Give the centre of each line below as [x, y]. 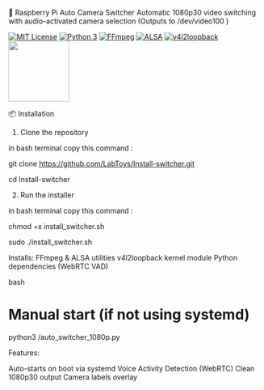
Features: [24, 353]
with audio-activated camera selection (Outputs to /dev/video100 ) [119, 21]
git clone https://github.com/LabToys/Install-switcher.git [102, 163]
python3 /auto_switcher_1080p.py [64, 337]
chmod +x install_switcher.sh [57, 226]
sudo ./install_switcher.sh [50, 242]
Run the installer [47, 195]
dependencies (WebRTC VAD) [59, 266]
